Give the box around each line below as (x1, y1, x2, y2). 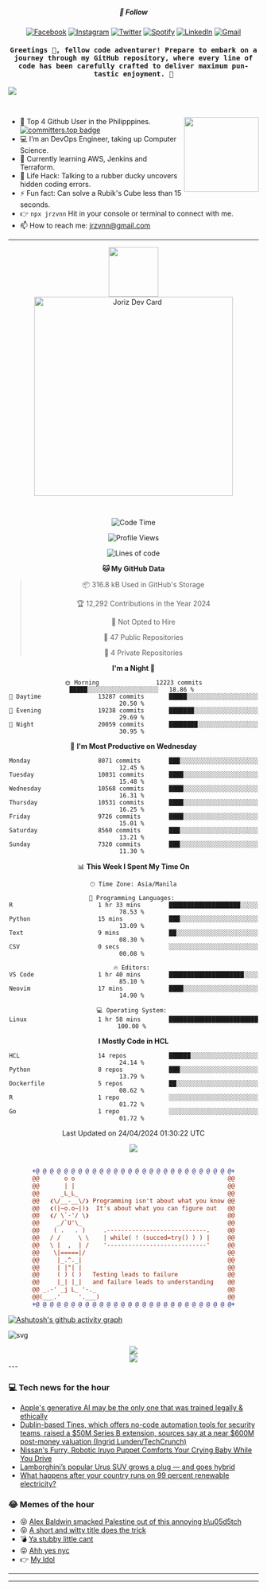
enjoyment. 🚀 (122, 69, 174, 78)
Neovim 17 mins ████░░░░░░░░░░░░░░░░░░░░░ (9, 984, 258, 993)
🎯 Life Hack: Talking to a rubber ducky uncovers (19, 171, 178, 181)
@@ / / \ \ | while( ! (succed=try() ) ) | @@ (31, 1234, 236, 1242)
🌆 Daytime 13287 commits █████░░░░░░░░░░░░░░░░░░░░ (9, 693, 258, 701)
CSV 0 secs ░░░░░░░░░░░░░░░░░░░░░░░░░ (9, 943, 258, 951)
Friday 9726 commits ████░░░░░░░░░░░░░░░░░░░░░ (9, 813, 258, 820)
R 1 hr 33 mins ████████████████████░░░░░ (9, 901, 258, 910)
